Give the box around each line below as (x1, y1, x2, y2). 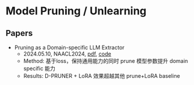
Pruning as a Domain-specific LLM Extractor (14, 44, 125, 51)
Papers (5, 28, 33, 38)
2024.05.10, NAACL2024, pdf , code (23, 50, 111, 57)
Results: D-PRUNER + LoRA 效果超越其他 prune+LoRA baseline (23, 72, 180, 79)
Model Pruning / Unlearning (5, 4, 147, 18)
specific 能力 (23, 65, 55, 72)
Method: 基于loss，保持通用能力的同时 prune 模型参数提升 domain (23, 57, 188, 64)
